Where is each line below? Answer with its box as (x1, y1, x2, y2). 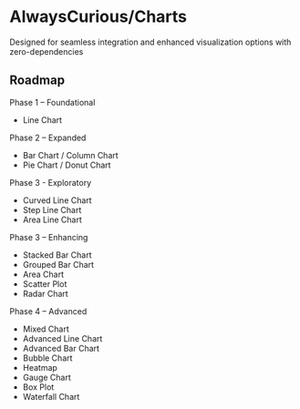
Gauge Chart (22, 372, 71, 383)
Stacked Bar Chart (22, 249, 92, 261)
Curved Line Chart (22, 194, 93, 206)
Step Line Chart (22, 204, 82, 215)
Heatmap (22, 362, 57, 373)
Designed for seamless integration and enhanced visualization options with (9, 36, 292, 47)
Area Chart (22, 269, 65, 280)
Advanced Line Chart (22, 332, 103, 343)
